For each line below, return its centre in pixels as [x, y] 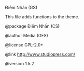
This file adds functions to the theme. [42, 17]
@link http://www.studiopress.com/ [40, 54]
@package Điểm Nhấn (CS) [32, 26]
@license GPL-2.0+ [24, 45]
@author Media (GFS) [27, 35]
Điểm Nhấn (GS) [21, 7]
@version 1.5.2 [20, 64]
